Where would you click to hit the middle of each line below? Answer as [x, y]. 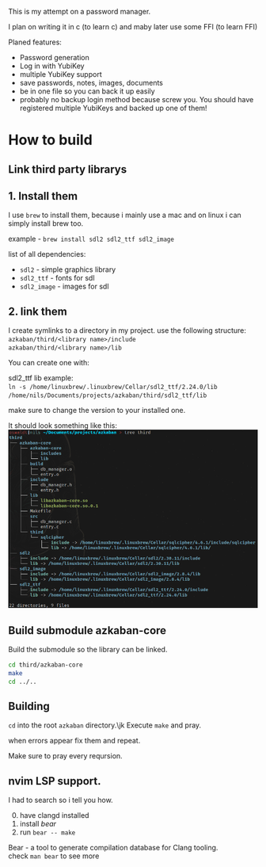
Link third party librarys [68, 169]
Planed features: [35, 42]
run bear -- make [47, 832]
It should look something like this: [63, 426]
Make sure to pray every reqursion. [65, 756]
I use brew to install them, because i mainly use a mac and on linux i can [125, 215]
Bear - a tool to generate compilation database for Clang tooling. [113, 848]
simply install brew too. [46, 223]
